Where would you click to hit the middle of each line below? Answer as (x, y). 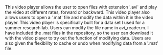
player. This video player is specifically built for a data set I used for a (75, 22)
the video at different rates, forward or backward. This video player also (78, 12)
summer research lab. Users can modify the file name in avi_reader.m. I (77, 28)
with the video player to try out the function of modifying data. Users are (78, 38)
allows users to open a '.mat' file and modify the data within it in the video (79, 17)
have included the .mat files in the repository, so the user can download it (79, 33)
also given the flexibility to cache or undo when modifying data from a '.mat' (82, 43)
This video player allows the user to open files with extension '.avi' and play (81, 7)
